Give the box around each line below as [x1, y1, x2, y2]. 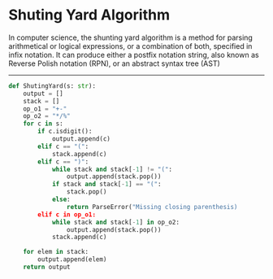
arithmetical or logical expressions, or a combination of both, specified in [8, 41, 253, 50]
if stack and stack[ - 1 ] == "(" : [51, 181, 162, 189]
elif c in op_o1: [37, 210, 96, 219]
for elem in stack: [23, 248, 89, 256]
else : [51, 195, 71, 204]
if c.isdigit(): [37, 128, 93, 136]
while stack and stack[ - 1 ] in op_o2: [51, 218, 180, 226]
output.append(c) [51, 135, 111, 143]
